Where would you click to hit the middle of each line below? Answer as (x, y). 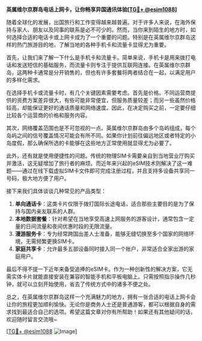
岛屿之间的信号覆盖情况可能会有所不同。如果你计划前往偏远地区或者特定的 (98, 135)
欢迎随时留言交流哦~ (32, 319)
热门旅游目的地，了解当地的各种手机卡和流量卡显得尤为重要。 (93, 45)
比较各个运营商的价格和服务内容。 (48, 115)
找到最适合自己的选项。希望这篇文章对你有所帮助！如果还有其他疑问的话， (103, 312)
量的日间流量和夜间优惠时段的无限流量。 (65, 226)
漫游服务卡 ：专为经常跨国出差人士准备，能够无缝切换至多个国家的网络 (102, 234)
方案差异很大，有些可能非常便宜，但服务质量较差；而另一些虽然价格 (111, 100)
